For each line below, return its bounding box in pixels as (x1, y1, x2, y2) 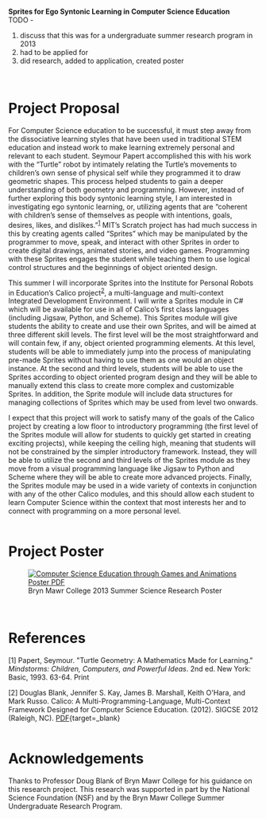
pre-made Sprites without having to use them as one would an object (8, 355, 234, 365)
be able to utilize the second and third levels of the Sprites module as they (8, 456, 251, 465)
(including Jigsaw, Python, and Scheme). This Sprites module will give (8, 313, 238, 323)
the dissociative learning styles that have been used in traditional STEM (8, 134, 242, 143)
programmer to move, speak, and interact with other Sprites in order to (8, 237, 240, 246)
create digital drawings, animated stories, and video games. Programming (8, 245, 250, 255)
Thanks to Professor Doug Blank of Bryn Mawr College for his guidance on (8, 776, 253, 786)
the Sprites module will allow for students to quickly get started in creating (8, 430, 252, 440)
